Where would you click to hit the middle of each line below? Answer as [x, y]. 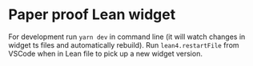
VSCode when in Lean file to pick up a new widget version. [105, 53]
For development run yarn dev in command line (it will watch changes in [127, 37]
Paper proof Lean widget [92, 15]
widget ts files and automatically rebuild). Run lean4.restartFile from [124, 45]
